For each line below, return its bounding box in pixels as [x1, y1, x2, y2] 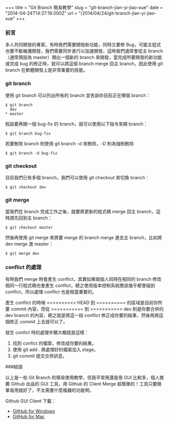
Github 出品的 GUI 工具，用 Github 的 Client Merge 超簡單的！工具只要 [11, 381, 157, 387]
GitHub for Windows [12, 408, 55, 414]
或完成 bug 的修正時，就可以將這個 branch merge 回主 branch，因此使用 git [5, 60, 163, 67]
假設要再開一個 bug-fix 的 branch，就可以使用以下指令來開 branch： [5, 121, 148, 127]
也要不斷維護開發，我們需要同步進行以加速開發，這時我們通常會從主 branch [5, 48, 163, 54]
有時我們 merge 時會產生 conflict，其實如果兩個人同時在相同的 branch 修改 [5, 276, 162, 282]
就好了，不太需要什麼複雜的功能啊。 [18, 387, 94, 394]
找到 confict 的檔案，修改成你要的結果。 [12, 340, 97, 346]
